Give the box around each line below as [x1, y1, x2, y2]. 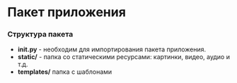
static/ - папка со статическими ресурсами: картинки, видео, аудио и [17, 53, 230, 61]
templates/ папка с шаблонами [17, 68, 112, 76]
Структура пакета [7, 30, 74, 39]
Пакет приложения [7, 4, 126, 20]
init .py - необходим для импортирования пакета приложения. [17, 45, 207, 53]
